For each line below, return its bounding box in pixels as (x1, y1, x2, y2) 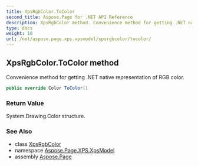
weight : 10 (6, 31, 33, 37)
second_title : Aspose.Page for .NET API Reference (6, 14, 133, 20)
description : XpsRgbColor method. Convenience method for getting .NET (6, 19, 186, 25)
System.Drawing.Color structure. (6, 112, 85, 119)
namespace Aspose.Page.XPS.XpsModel (14, 147, 115, 154)
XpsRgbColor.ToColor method (6, 58, 119, 68)
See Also (6, 127, 32, 135)
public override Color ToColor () (6, 85, 88, 91)
